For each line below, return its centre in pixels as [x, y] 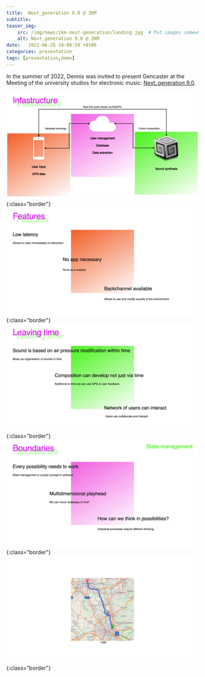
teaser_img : [21, 26]
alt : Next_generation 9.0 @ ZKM [58, 39]
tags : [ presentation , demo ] [41, 58]
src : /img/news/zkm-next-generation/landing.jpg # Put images [99, 32]
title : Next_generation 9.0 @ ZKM [52, 13]
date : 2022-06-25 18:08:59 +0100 [52, 45]
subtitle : [19, 19]
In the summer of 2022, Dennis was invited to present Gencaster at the [95, 76]
